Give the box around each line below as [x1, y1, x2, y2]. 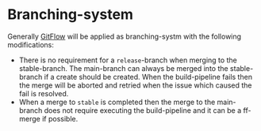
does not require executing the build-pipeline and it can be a [44, 105, 242, 115]
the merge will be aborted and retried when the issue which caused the [18, 80, 252, 90]
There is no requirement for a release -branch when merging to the [18, 55, 237, 65]
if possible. [41, 114, 79, 123]
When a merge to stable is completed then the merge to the [18, 97, 216, 107]
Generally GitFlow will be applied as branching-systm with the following [7, 32, 242, 41]
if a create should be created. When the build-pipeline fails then [44, 72, 253, 81]
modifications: [7, 39, 55, 49]
